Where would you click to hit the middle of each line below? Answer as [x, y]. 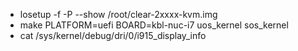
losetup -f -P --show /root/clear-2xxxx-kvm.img [118, 14]
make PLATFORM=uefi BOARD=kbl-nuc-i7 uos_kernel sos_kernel [154, 25]
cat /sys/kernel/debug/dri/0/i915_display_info [113, 35]
